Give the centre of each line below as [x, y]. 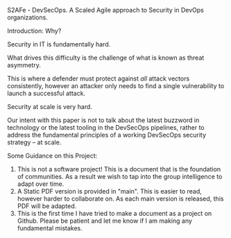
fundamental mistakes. [50, 228]
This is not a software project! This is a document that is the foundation [119, 169]
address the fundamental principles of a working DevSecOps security [107, 135]
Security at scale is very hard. [50, 107]
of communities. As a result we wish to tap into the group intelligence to [120, 177]
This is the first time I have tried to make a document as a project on [114, 213]
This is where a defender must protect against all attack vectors [99, 78]
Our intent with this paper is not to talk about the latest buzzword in [103, 120]
